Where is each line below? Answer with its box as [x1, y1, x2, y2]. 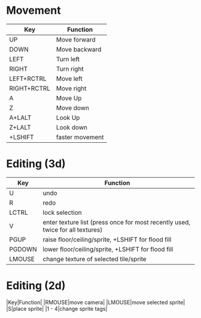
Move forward [56, 35, 96, 44]
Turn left [56, 55, 80, 63]
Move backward [56, 45, 102, 53]
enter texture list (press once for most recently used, [42, 218, 191, 226]
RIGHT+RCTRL [9, 84, 51, 92]
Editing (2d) [6, 279, 66, 293]
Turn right [56, 64, 84, 73]
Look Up [56, 113, 80, 122]
